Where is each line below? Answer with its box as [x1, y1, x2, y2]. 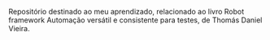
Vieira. [8, 24, 30, 33]
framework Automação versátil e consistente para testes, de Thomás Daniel [8, 15, 263, 25]
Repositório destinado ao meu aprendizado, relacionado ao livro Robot [8, 7, 245, 16]
